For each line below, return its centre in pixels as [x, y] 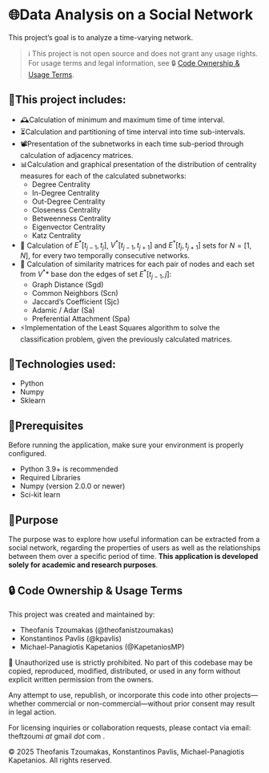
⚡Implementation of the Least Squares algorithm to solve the [120, 327]
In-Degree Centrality [66, 192]
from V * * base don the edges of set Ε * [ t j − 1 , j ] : [96, 274]
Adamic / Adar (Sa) [63, 310]
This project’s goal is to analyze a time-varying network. [101, 37]
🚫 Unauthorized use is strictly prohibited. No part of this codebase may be [131, 662]
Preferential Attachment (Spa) [81, 318]
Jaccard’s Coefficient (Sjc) [76, 302]
